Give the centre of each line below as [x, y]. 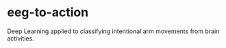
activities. [21, 38]
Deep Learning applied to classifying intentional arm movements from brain [113, 31]
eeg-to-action [48, 13]
